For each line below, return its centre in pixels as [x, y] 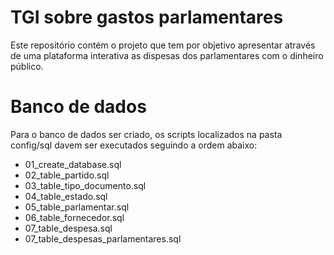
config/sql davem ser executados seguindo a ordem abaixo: [134, 145]
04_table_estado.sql [66, 196]
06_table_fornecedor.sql [74, 217]
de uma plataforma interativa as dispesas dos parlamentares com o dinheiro [167, 55]
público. [27, 66]
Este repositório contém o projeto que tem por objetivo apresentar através [163, 45]
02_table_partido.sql [67, 175]
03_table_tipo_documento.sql [85, 185]
